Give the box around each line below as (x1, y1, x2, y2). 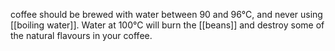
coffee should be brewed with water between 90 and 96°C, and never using (10, 9, 323, 20)
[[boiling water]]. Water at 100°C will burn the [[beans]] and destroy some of (10, 19, 325, 31)
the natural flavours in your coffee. (10, 30, 153, 41)
